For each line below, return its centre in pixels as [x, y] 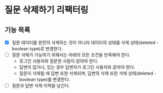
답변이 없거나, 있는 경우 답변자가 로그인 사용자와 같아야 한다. [77, 67]
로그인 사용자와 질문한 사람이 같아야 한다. [59, 61]
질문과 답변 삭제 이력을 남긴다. [41, 86]
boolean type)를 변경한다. [44, 80]
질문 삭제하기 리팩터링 [46, 10]
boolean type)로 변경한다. [37, 49]
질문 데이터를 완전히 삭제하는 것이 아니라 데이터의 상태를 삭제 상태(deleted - [85, 43]
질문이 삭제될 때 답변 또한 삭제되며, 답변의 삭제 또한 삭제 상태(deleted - [88, 73]
